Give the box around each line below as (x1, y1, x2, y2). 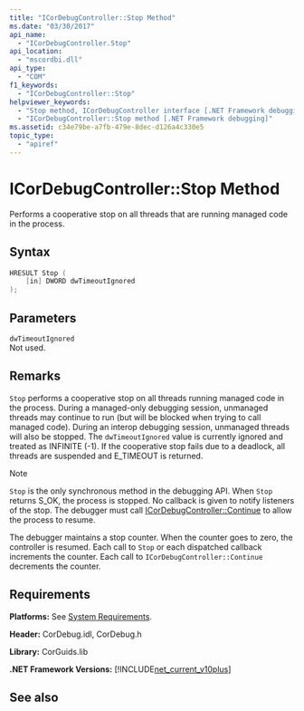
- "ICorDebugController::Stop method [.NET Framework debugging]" (17, 114, 273, 123)
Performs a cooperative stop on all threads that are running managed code (9, 208, 288, 219)
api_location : (9, 47, 63, 56)
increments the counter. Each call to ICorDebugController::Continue (9, 551, 263, 562)
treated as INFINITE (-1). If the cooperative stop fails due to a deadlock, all (9, 440, 286, 451)
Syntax (9, 245, 51, 260)
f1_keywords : (9, 81, 59, 90)
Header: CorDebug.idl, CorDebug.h (9, 629, 142, 639)
